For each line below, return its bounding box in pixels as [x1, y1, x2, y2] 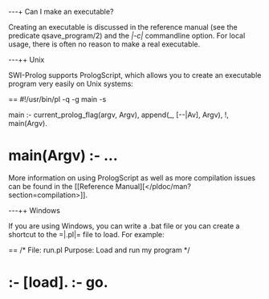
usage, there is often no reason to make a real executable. [8, 39, 201, 49]
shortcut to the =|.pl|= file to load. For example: [8, 229, 165, 239]
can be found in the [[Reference [8, 181, 114, 191]
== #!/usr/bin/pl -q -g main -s [8, 95, 107, 103]
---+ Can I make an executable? [8, 7, 114, 16]
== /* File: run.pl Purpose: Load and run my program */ [8, 244, 190, 255]
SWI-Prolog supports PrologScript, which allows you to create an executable [8, 71, 262, 79]
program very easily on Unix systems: [8, 79, 134, 88]
